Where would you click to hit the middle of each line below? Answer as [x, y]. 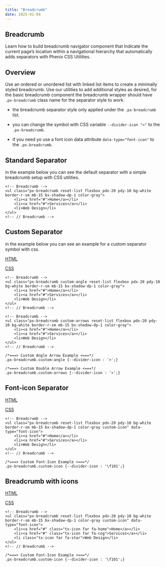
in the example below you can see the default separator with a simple [76, 172]
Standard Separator [36, 160]
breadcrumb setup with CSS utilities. [42, 177]
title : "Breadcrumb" [26, 10]
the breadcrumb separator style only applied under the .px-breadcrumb [84, 110]
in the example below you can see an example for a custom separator [76, 244]
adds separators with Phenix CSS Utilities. [48, 57]
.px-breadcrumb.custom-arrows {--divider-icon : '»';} [63, 373]
